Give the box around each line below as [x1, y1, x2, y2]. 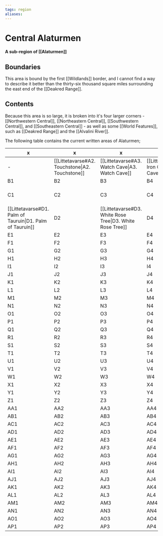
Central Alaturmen [5, 32, 81, 44]
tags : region [5, 7, 32, 12]
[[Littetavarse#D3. [100, 205, 142, 212]
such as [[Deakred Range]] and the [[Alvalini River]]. [5, 128, 110, 134]
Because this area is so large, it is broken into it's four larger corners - [5, 113, 145, 119]
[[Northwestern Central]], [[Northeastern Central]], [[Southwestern [5, 118, 139, 124]
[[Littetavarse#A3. [100, 157, 142, 164]
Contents [5, 100, 34, 108]
